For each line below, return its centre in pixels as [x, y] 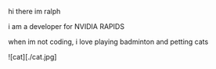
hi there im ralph [34, 11]
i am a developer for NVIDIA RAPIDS [67, 26]
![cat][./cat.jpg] [32, 57]
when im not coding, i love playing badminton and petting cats [108, 42]
